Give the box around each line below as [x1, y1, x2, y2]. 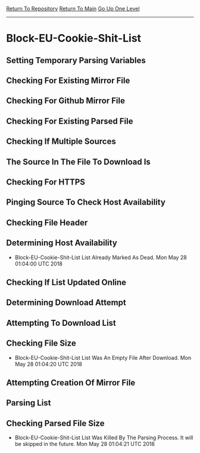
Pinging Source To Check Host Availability [6, 197, 165, 208]
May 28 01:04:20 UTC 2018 [14, 360, 82, 368]
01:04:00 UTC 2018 [14, 260, 62, 267]
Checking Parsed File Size [6, 418, 105, 429]
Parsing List [6, 398, 51, 408]
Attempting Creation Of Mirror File [6, 377, 136, 387]
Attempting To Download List [6, 318, 116, 328]
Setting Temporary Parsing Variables [6, 55, 146, 65]
